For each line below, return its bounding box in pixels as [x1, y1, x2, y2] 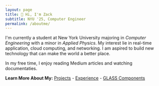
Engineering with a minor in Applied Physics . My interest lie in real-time [5, 40, 152, 46]
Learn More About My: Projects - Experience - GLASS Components [5, 75, 145, 81]
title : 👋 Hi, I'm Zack [5, 12, 52, 17]
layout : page [5, 7, 32, 12]
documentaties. [5, 66, 37, 72]
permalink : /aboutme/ [5, 21, 50, 26]
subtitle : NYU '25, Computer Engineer [5, 16, 86, 21]
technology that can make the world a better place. [5, 51, 110, 57]
